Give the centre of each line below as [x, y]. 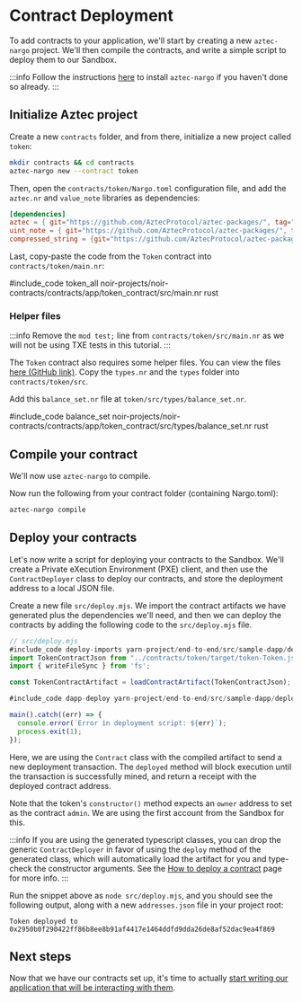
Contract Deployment [91, 16]
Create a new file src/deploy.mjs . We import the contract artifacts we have [148, 605]
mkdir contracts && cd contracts [72, 163]
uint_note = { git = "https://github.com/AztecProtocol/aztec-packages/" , [148, 231]
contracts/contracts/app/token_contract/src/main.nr [106, 293]
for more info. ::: [39, 878]
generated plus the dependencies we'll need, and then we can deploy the [145, 615]
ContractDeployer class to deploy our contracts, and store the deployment [146, 578]
